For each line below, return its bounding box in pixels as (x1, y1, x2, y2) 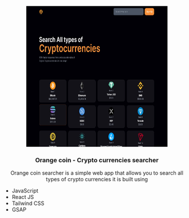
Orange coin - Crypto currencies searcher (35, 156, 159, 164)
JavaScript (11, 187, 39, 194)
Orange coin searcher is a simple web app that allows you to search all (10, 169, 184, 177)
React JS (11, 194, 34, 201)
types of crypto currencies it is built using (45, 176, 148, 183)
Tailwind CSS (11, 200, 45, 207)
